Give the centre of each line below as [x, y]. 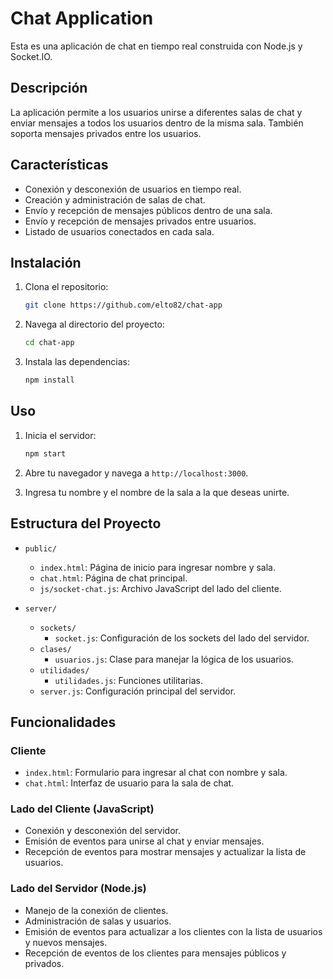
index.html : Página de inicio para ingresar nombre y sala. [157, 567]
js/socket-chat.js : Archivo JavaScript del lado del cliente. [160, 588]
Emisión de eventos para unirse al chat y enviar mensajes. [144, 841]
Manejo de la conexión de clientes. [96, 910]
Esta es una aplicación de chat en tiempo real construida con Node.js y [156, 46]
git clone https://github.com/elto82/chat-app [123, 305]
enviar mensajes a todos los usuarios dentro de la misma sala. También [157, 123]
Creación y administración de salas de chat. [115, 199]
